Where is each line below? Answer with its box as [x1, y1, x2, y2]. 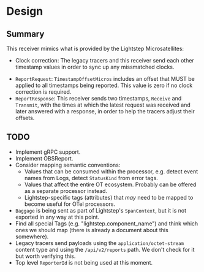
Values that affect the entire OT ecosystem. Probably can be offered [24, 181, 197, 188]
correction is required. [15, 88, 72, 96]
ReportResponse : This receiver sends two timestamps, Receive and [15, 95, 182, 102]
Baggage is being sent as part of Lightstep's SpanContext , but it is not [15, 206, 187, 214]
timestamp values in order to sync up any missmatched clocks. [15, 63, 175, 70]
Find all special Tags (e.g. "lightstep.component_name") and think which [15, 219, 198, 227]
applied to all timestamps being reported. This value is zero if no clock [15, 81, 193, 89]
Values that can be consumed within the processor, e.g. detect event [24, 167, 198, 175]
